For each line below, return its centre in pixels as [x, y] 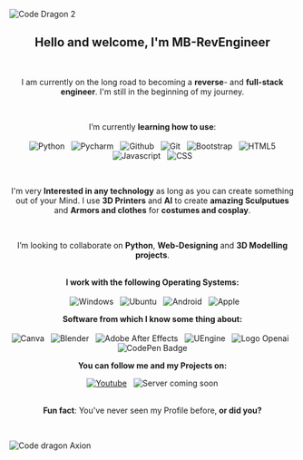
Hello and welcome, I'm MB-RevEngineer [152, 42]
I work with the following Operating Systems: [152, 282]
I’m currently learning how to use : [152, 126]
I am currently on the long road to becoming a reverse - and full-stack [152, 82]
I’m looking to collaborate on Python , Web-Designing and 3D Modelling [152, 245]
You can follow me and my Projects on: [152, 365]
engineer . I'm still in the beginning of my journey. [152, 92]
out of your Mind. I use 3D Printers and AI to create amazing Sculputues [152, 201]
